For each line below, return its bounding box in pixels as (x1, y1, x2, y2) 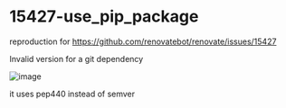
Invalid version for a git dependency (9, 53, 144, 64)
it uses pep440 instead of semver (9, 88, 136, 99)
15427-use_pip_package (9, 6, 199, 27)
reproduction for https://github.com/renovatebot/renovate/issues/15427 (9, 36, 277, 47)
